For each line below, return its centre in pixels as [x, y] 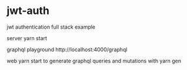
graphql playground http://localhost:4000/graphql [67, 49]
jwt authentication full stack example [51, 27]
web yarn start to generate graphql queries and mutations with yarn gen [94, 61]
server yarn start [27, 38]
